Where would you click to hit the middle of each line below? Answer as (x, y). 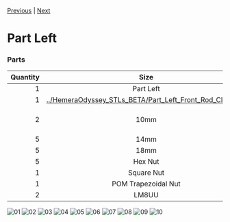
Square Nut (146, 173)
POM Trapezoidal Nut (146, 184)
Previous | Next (29, 11)
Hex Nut (146, 162)
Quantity (25, 77)
